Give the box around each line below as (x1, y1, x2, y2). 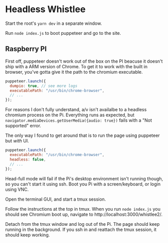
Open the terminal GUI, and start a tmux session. (5, 196, 106, 202)
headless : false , (10, 157, 46, 162)
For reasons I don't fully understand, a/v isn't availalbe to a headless (5, 107, 147, 113)
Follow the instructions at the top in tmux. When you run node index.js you (5, 206, 161, 212)
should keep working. (5, 231, 50, 238)
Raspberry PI (5, 44, 47, 54)
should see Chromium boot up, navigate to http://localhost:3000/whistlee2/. (5, 211, 162, 217)
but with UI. (5, 138, 29, 144)
